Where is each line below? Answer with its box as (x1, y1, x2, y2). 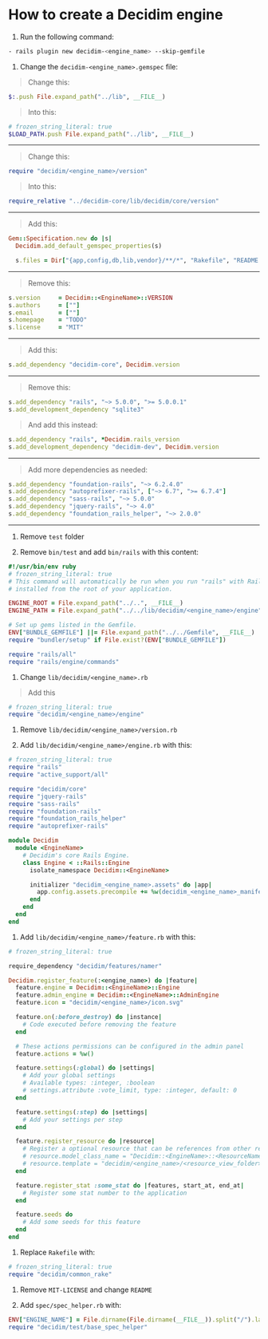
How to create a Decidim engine (8, 6, 223, 24)
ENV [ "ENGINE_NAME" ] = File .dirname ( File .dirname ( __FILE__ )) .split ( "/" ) (8, 1315, 251, 1324)
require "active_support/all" (8, 771, 109, 779)
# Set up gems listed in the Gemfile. (8, 621, 137, 630)
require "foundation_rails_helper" (8, 815, 127, 823)
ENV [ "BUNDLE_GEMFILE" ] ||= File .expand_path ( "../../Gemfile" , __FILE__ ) (8, 629, 255, 637)
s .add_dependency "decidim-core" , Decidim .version (8, 361, 180, 369)
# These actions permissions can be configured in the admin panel (15, 1042, 245, 1050)
